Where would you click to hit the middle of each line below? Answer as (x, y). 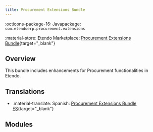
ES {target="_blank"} (33, 109)
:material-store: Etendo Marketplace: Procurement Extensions (68, 38)
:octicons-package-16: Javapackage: (43, 24)
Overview (21, 59)
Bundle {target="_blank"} (30, 43)
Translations (25, 92)
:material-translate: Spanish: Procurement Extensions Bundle (74, 103)
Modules (19, 124)
